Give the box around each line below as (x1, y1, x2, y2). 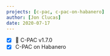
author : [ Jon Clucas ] (6, 14, 61, 20)
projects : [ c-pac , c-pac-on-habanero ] (6, 8, 105, 15)
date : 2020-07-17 (6, 20, 50, 26)
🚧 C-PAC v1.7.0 (15, 37, 53, 44)
